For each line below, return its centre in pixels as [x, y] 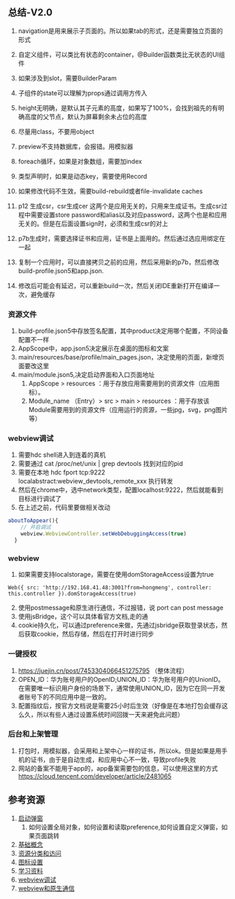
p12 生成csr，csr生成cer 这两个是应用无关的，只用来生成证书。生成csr [120, 206]
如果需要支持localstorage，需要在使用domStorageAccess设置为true [116, 575]
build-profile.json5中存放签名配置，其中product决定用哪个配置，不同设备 [123, 331]
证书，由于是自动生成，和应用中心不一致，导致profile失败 [113, 760]
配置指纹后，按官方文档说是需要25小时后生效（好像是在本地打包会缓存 [120, 706]
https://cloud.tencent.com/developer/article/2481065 [95, 776]
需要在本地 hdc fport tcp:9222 [62, 472]
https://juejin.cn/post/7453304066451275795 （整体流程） [103, 671]
